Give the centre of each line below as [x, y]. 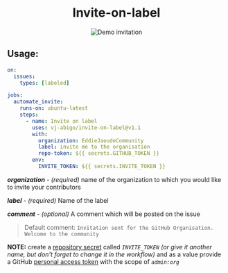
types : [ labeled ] [45, 83]
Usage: [23, 54]
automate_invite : [38, 102]
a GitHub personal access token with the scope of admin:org [94, 261]
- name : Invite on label [61, 121]
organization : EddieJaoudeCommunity [91, 140]
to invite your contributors [44, 187]
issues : [25, 76]
